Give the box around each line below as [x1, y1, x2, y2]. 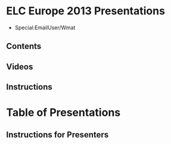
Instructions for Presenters [6, 130, 109, 140]
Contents [6, 41, 42, 51]
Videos [6, 62, 33, 72]
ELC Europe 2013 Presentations [6, 4, 166, 18]
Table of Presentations [6, 106, 121, 120]
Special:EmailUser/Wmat [14, 24, 76, 31]
